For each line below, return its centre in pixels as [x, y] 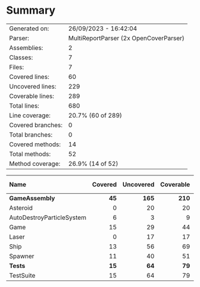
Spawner [22, 256]
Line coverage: [30, 115]
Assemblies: [26, 48]
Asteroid [21, 207]
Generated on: [29, 29]
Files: [17, 67]
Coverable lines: [32, 96]
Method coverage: [35, 163]
